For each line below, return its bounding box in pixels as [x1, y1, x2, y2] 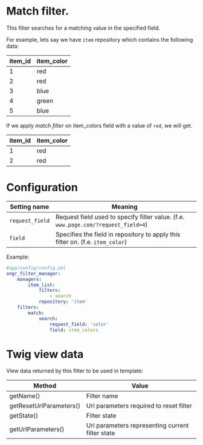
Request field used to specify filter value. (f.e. [55, 213, 185, 221]
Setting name [10, 202, 50, 211]
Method [33, 381, 56, 390]
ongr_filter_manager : [6, 271, 61, 277]
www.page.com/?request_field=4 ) [55, 220, 148, 228]
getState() [9, 412, 38, 420]
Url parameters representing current [86, 421, 189, 430]
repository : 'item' [38, 298, 88, 305]
